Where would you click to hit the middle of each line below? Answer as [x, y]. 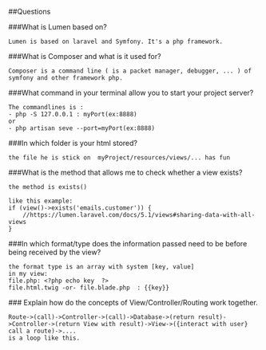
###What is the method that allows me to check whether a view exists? [125, 172]
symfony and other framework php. [66, 78]
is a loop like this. [44, 338]
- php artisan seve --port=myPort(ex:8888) [82, 128]
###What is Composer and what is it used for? [85, 56]
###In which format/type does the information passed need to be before [128, 244]
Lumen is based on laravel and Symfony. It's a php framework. [116, 41]
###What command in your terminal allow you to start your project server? [131, 92]
